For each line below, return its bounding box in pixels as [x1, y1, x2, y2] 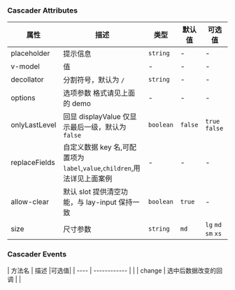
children [102, 165, 131, 173]
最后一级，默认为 [69, 122, 127, 132]
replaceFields [10, 158, 55, 168]
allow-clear [10, 197, 50, 207]
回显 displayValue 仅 [62, 112, 130, 122]
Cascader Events [7, 249, 67, 259]
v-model [10, 61, 40, 71]
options [10, 93, 36, 103]
